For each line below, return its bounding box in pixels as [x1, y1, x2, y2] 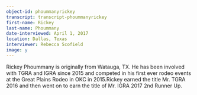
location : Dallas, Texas [6, 36, 67, 42]
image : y [6, 47, 28, 53]
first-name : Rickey [6, 19, 54, 25]
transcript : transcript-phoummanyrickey [6, 14, 108, 20]
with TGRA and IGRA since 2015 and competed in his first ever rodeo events [6, 69, 191, 77]
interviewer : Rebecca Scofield [6, 42, 83, 48]
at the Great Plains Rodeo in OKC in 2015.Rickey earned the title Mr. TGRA [6, 76, 186, 83]
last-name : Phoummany [6, 25, 60, 31]
